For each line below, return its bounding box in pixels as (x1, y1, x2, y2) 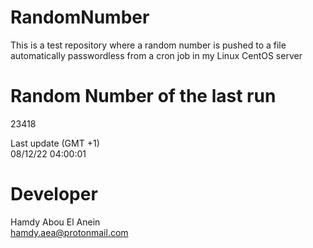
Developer (10, 183, 98, 206)
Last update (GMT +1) (10, 137, 100, 149)
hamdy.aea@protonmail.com (10, 226, 129, 238)
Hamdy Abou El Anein (10, 216, 101, 228)
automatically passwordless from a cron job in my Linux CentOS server (10, 49, 303, 61)
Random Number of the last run (10, 85, 277, 108)
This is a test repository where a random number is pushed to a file (10, 39, 287, 51)
